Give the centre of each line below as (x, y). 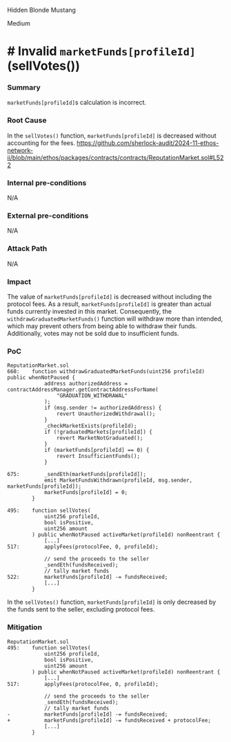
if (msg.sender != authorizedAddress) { (103, 408)
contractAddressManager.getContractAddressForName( (83, 390)
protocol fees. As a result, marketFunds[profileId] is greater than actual (109, 304)
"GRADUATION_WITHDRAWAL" (92, 396)
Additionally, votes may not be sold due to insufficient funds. (93, 333)
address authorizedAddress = (86, 384)
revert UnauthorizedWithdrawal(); (106, 414)
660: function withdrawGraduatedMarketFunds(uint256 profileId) (106, 372)
